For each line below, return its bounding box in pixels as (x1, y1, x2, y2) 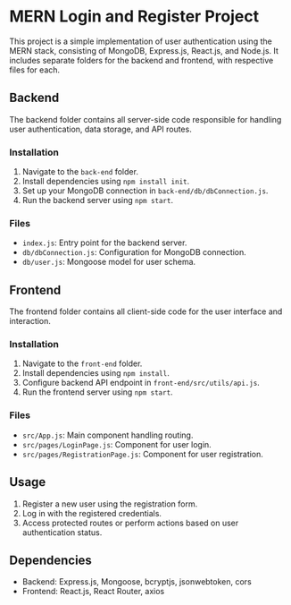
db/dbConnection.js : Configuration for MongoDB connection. (21, 247, 247, 258)
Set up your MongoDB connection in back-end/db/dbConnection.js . (21, 185, 269, 196)
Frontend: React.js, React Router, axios (21, 586, 165, 597)
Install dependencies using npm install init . (21, 176, 190, 187)
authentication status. (21, 526, 103, 538)
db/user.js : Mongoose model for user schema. (21, 257, 196, 268)
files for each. (9, 64, 61, 75)
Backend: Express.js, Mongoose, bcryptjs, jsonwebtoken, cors (21, 576, 252, 587)
